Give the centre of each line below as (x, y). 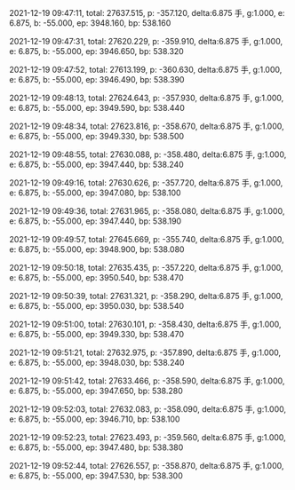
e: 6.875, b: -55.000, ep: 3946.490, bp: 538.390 (97, 79)
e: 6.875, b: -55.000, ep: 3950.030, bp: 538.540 (97, 306)
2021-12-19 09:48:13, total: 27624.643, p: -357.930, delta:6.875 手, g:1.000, (147, 98)
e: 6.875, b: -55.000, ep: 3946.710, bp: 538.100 (95, 419)
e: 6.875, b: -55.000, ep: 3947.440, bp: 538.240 (96, 164)
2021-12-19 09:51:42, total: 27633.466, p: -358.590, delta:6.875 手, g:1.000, (147, 381)
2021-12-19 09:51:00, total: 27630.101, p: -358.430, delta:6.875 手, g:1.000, (145, 324)
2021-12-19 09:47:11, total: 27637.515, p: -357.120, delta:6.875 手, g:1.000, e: (147, 13)
